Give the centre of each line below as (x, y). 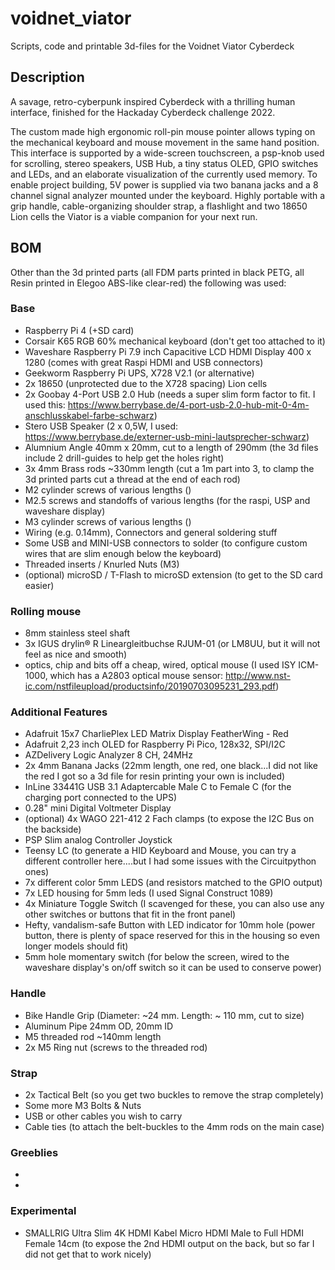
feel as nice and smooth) (76, 654)
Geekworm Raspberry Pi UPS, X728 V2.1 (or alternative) (139, 373)
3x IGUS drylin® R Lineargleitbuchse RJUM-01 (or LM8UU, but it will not (172, 644)
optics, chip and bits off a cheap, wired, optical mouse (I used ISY (160, 665)
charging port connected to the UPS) (101, 798)
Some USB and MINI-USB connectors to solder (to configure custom (166, 543)
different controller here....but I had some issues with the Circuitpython (170, 861)
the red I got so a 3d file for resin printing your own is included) (155, 776)
